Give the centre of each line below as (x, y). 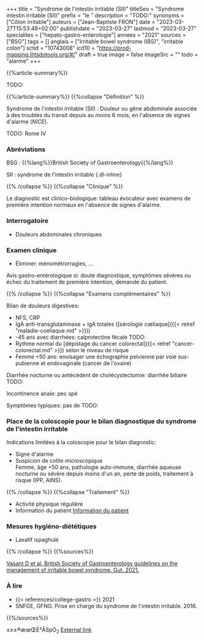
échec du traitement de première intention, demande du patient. (87, 282)
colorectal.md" (34, 350)
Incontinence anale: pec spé (42, 393)
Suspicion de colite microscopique (59, 461)
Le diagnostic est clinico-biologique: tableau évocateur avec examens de (99, 198)
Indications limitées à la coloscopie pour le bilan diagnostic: (81, 442)
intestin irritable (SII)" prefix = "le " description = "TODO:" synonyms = (95, 15)
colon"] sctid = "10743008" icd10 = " (53, 48)
